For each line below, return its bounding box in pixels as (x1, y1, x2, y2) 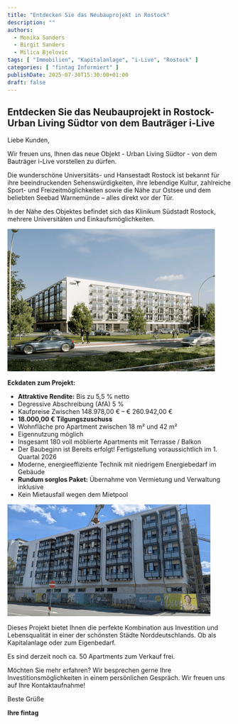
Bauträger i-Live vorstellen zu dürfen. (7, 157, 117, 166)
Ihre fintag (7, 708, 39, 717)
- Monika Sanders (13, 34, 65, 41)
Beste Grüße (7, 695, 45, 703)
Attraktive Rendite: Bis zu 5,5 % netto (17, 393, 130, 401)
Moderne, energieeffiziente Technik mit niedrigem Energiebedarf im (17, 460, 217, 468)
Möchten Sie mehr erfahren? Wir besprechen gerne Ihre (7, 666, 172, 674)
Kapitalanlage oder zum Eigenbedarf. (7, 639, 116, 647)
